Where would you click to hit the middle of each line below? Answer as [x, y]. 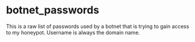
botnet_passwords [53, 10]
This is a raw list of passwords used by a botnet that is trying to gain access [97, 26]
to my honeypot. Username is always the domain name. [73, 32]
